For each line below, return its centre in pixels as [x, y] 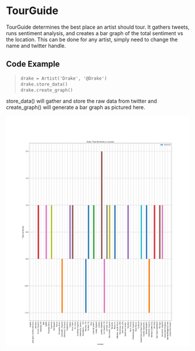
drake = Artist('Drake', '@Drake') [64, 78]
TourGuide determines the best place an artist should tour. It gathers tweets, [98, 27]
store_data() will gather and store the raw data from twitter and [82, 101]
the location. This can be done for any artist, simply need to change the [92, 39]
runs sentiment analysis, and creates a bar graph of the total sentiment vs [95, 33]
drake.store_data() [44, 84]
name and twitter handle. [36, 46]
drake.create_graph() [46, 90]
